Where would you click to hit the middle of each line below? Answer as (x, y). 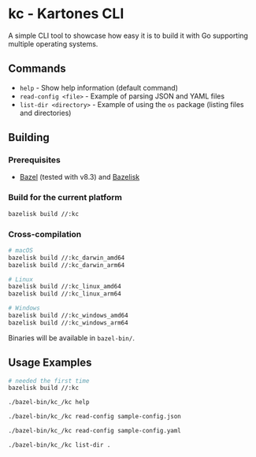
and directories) (45, 113)
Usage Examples (50, 363)
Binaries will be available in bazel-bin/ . (72, 338)
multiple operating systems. (53, 43)
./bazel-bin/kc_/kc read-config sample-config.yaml (95, 431)
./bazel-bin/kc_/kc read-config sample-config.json (95, 417)
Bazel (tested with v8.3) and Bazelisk (80, 177)
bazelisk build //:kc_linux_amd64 (65, 287)
